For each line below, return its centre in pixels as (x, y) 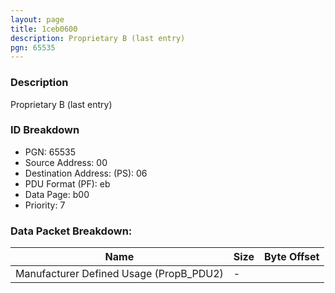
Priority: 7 (45, 205)
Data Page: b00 (57, 194)
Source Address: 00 (66, 162)
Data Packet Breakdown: (71, 231)
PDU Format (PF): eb (67, 183)
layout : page (37, 19)
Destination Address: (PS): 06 (86, 173)
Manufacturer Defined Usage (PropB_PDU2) (119, 274)
